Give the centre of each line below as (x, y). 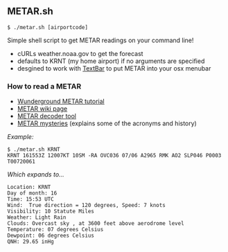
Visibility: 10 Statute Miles (51, 211)
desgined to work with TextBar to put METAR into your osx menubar (114, 68)
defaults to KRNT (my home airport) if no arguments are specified (111, 61)
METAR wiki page (42, 109)
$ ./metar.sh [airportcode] (48, 27)
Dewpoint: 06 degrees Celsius (51, 236)
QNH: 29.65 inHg (30, 242)
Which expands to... (36, 174)
